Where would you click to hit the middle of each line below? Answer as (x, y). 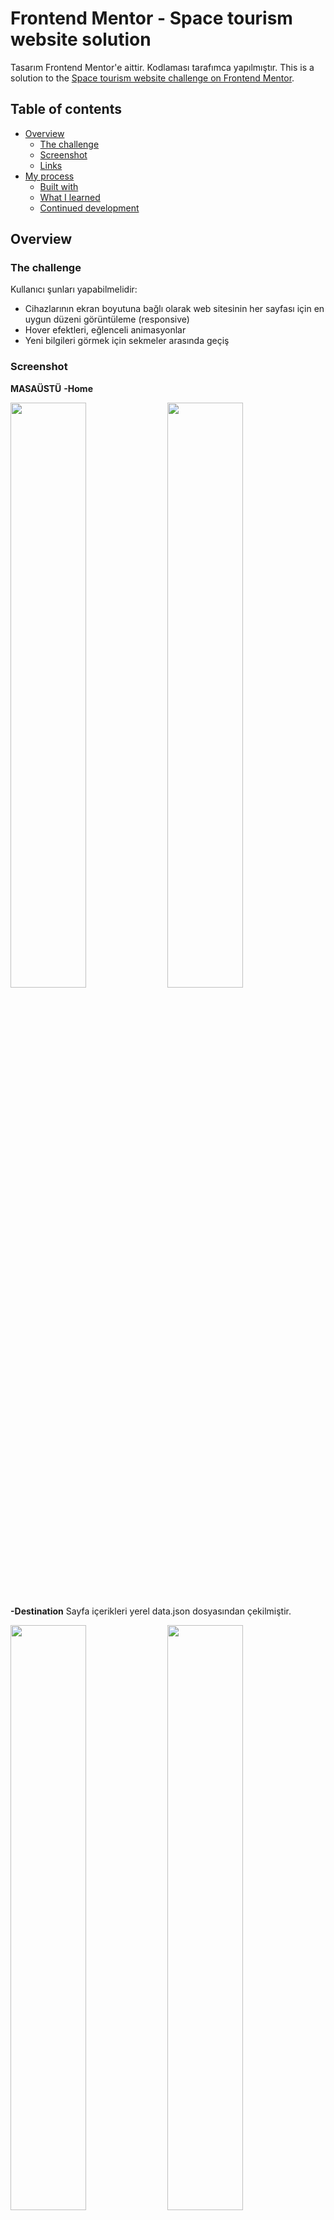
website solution (81, 39)
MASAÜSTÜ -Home (51, 388)
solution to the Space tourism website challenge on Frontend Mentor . (152, 78)
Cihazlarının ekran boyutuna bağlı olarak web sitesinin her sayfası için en (174, 309)
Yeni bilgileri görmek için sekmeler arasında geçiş (127, 341)
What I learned (70, 197)
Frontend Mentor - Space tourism (151, 18)
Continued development (89, 208)
